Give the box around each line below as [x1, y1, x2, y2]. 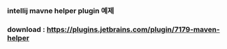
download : [7, 24, 45, 34]
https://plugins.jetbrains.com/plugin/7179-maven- [46, 24, 220, 34]
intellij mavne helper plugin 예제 [7, 5, 115, 15]
